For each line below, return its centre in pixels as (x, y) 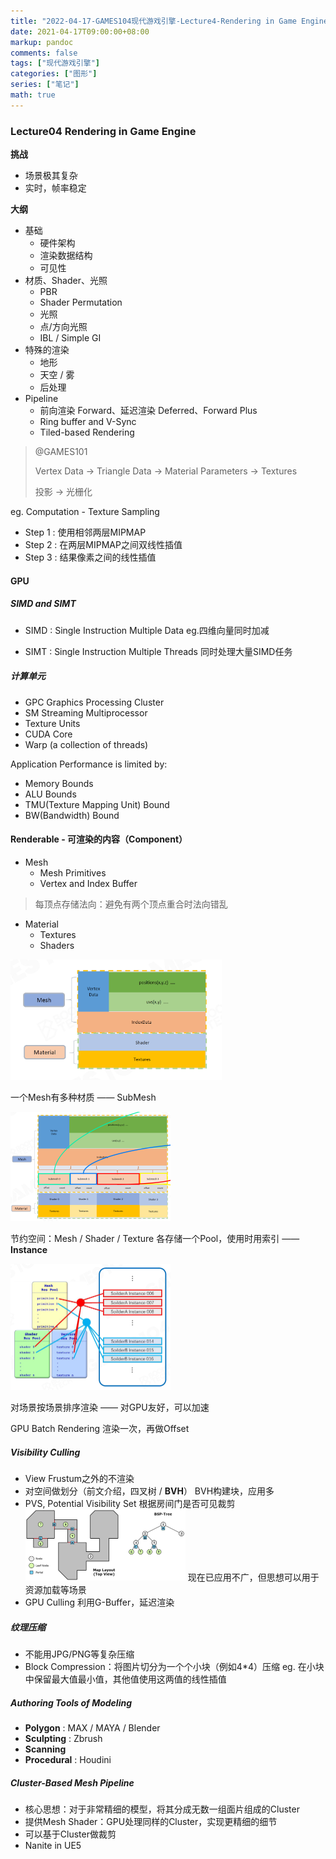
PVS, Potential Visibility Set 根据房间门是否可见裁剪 (130, 1504)
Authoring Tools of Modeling (71, 1702)
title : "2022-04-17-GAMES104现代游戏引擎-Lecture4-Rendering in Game (153, 21)
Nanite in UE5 (53, 1845)
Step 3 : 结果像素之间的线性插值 (90, 557)
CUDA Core (48, 734)
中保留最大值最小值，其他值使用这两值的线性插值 (125, 1679)
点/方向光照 (63, 327)
